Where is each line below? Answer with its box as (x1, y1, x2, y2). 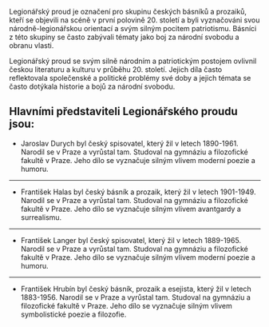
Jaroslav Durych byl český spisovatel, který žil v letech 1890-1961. (20, 138, 239, 148)
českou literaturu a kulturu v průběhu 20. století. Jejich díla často (9, 65, 223, 74)
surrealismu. (20, 212, 62, 222)
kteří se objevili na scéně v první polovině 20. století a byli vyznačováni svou (9, 15, 260, 25)
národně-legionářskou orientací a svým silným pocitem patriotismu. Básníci (9, 24, 257, 33)
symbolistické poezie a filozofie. (20, 309, 127, 319)
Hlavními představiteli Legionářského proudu (9, 105, 238, 118)
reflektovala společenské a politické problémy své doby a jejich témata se (9, 74, 251, 82)
